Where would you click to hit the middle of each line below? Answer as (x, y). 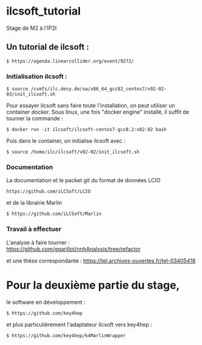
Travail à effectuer (34, 229)
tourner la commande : (35, 118)
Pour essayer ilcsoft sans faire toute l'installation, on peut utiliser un (91, 106)
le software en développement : (46, 302)
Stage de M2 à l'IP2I (32, 28)
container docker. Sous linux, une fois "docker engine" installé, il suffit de (98, 112)
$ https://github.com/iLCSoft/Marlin (54, 214)
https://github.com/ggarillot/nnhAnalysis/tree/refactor (73, 249)
